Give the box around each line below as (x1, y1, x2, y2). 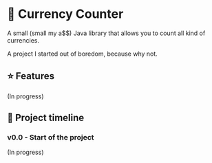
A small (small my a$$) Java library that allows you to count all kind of (7, 29, 206, 37)
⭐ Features (7, 70, 55, 82)
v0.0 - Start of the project (7, 133, 94, 142)
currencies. (7, 36, 40, 44)
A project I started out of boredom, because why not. (7, 50, 158, 58)
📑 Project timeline (7, 112, 85, 124)
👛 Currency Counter (7, 6, 124, 22)
